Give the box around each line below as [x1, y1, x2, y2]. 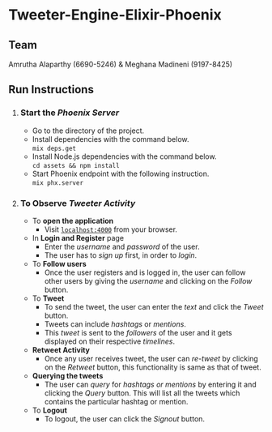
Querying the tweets [32, 370, 104, 380]
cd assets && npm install [32, 161, 120, 169]
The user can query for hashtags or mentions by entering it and [44, 379, 257, 389]
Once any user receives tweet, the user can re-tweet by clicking [44, 353, 259, 363]
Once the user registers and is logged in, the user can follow [44, 267, 246, 277]
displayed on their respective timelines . [44, 336, 176, 346]
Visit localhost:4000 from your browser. [44, 225, 178, 234]
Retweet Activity [32, 344, 91, 354]
